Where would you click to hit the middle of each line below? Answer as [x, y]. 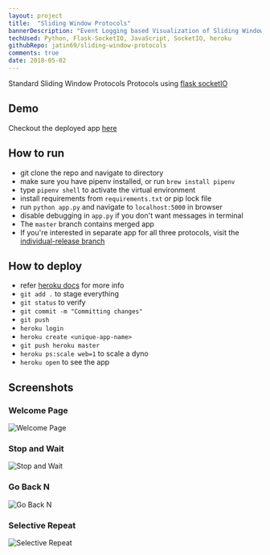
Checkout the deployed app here [63, 128]
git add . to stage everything [69, 294]
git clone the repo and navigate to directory [92, 173]
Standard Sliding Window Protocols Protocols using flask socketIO [118, 83]
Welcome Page [38, 410]
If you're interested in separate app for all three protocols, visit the [129, 232]
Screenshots [41, 388]
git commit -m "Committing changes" [81, 312]
